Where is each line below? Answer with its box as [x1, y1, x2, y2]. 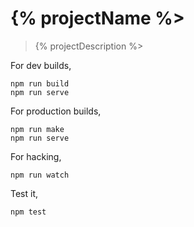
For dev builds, [10, 59, 72, 71]
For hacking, [10, 150, 62, 162]
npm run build [10, 78, 70, 89]
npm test [10, 207, 47, 217]
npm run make [10, 124, 65, 134]
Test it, [10, 187, 39, 199]
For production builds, [10, 105, 102, 117]
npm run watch [10, 170, 70, 180]
